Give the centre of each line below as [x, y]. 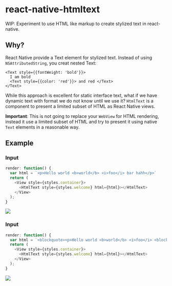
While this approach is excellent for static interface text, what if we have [81, 95]
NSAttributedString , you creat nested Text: [51, 63]
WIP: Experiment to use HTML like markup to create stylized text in [76, 24]
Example [19, 143]
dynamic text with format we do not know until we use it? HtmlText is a [79, 100]
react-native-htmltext [53, 9]
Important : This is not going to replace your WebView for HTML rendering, [82, 116]
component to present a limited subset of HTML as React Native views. [80, 106]
